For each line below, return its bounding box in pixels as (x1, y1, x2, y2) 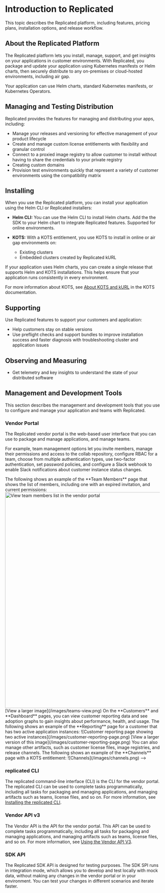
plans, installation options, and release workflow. (5, 25, 104, 31)
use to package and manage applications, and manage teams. (5, 436, 131, 442)
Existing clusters (19, 249, 53, 255)
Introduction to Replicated (5, 3, 114, 15)
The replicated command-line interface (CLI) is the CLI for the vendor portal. (5, 779, 160, 784)
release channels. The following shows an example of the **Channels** (5, 750, 151, 756)
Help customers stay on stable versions (12, 327, 92, 333)
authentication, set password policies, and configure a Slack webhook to (5, 461, 152, 467)
